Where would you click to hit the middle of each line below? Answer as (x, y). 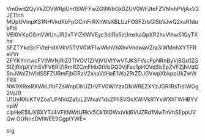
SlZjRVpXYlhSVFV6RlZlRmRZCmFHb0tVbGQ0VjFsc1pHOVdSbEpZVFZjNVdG (102, 67)
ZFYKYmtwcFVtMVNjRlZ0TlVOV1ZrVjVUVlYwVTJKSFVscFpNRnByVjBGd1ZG (102, 61)
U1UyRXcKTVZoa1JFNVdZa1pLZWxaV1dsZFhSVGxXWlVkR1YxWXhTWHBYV (102, 99)
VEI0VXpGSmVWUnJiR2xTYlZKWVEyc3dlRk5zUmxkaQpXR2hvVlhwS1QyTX (102, 35)
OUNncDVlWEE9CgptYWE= (51, 119)
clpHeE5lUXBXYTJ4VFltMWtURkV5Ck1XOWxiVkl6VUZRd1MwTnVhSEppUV (101, 112)
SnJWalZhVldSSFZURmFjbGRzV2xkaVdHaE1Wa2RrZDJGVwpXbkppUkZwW (102, 73)
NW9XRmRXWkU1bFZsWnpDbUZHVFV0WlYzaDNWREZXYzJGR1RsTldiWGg (102, 86)
